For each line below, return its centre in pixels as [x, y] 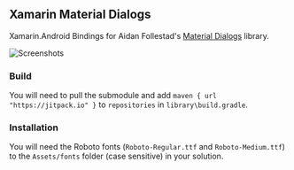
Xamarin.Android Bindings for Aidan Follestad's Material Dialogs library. [139, 35]
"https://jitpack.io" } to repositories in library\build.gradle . [128, 104]
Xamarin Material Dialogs [80, 15]
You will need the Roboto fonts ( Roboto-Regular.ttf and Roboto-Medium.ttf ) [147, 147]
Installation [34, 127]
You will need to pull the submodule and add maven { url [113, 96]
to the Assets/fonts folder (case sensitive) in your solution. [116, 156]
